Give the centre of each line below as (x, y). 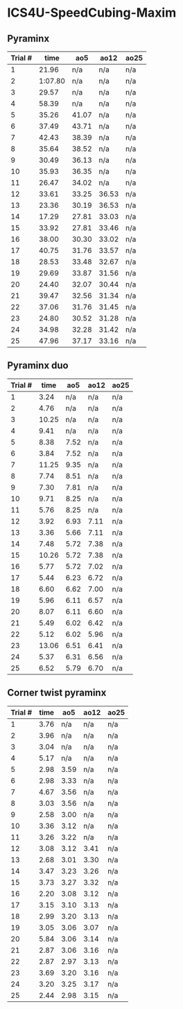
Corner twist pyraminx (57, 693)
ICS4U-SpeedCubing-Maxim (92, 13)
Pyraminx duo (38, 365)
